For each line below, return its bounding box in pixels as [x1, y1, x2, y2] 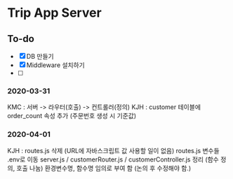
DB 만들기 [26, 52, 54, 60]
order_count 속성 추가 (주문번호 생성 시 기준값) [7, 112, 137, 120]
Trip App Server [7, 5, 102, 21]
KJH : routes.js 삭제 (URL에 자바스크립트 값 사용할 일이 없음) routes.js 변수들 [7, 146, 220, 155]
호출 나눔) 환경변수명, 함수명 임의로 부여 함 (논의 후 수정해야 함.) [16, 164, 192, 172]
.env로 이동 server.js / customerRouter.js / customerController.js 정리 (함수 [7, 155, 219, 164]
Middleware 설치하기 [26, 61, 86, 69]
